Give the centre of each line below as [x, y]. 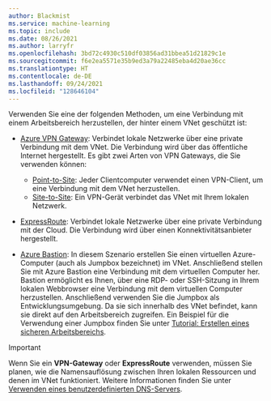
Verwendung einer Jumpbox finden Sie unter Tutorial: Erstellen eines [135, 323]
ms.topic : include [39, 31]
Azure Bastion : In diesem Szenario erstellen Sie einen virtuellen [125, 254]
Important [25, 348]
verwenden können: [53, 164]
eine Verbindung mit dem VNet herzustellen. [106, 189]
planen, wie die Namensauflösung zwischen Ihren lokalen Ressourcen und [132, 372]
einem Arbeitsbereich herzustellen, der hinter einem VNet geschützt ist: [128, 123]
